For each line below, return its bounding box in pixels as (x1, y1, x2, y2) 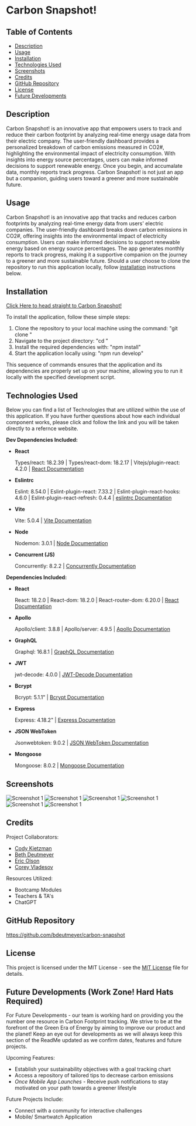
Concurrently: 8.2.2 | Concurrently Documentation (14, 563, 136, 570)
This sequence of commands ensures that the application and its (6, 361, 163, 368)
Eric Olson (14, 857, 40, 864)
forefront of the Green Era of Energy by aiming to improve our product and (6, 1024, 185, 1032)
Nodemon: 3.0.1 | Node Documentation (14, 540, 108, 547)
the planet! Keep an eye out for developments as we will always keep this (6, 1030, 183, 1037)
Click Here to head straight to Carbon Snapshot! (6, 302, 122, 309)
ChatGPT (14, 898, 37, 905)
